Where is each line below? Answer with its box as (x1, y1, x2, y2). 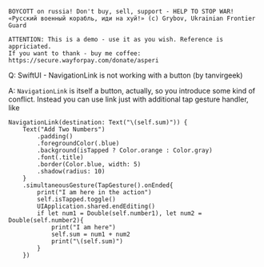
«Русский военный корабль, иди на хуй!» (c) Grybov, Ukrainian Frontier (8, 14, 256, 22)
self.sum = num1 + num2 (50, 230, 130, 238)
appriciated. (8, 42, 52, 50)
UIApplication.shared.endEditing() (37, 202, 156, 210)
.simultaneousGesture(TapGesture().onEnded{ (22, 181, 174, 189)
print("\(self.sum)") (50, 237, 124, 245)
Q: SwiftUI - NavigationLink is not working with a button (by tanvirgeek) (8, 70, 243, 80)
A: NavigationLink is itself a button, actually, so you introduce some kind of (8, 86, 256, 95)
